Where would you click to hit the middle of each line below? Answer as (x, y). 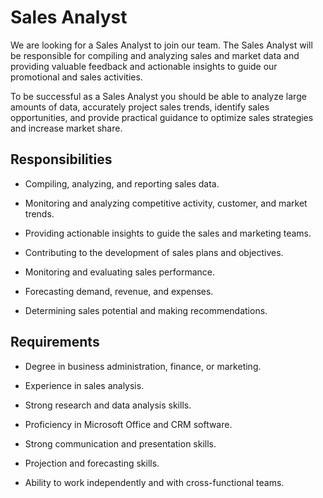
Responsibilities (61, 159)
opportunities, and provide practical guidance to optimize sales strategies (162, 117)
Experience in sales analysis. (84, 385)
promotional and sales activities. (76, 77)
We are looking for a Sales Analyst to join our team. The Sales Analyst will (161, 45)
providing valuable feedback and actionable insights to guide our (144, 66)
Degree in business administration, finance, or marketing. (143, 366)
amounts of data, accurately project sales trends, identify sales (140, 107)
